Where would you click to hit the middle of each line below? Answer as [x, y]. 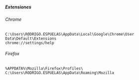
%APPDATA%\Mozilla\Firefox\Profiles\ [44, 68]
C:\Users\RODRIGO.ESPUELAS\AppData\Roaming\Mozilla [60, 73]
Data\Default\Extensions [31, 39]
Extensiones [18, 7]
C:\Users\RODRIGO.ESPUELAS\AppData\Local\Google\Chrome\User [70, 34]
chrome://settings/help [30, 43]
